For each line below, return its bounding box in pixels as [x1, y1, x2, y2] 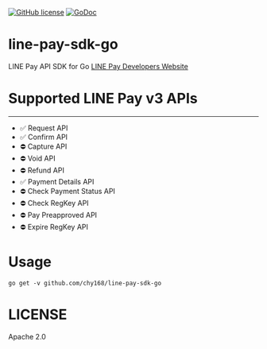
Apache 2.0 [8, 332, 46, 341]
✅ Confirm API [19, 132, 68, 142]
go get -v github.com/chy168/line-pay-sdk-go [8, 279, 161, 287]
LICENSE [8, 306, 68, 324]
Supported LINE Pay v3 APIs [8, 90, 198, 107]
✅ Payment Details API [19, 176, 95, 186]
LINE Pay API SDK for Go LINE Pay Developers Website [8, 61, 188, 71]
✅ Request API [19, 123, 68, 133]
